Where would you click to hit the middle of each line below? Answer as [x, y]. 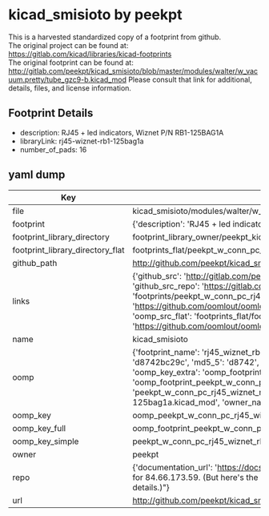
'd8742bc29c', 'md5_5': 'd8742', [195, 362]
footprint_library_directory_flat [68, 250]
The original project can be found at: [68, 45]
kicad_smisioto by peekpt [95, 15]
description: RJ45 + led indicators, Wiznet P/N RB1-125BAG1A [122, 132]
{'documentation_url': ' [175, 467]
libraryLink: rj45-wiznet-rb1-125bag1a [82, 141]
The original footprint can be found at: [71, 62]
